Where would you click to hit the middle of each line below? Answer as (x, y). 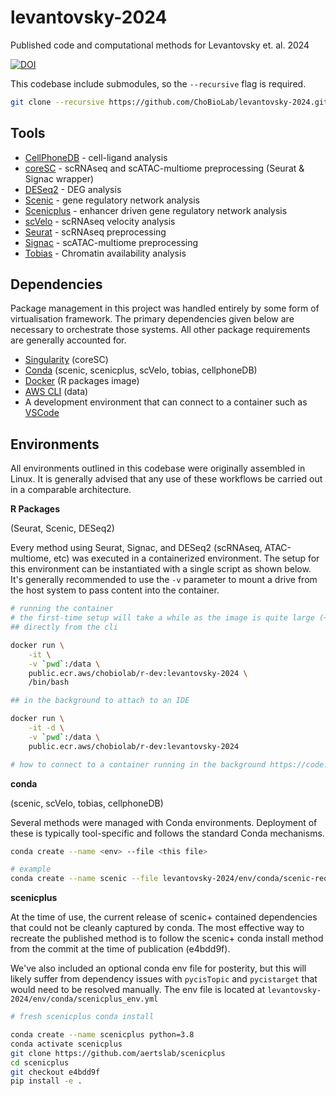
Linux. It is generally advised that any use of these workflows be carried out (166, 479)
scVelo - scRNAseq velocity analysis (100, 221)
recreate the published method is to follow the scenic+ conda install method (167, 938)
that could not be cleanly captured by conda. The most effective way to (157, 928)
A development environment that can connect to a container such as (166, 402)
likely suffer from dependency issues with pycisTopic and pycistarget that (164, 979)
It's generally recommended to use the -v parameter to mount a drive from (164, 580)
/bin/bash (49, 682)
